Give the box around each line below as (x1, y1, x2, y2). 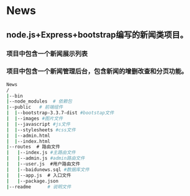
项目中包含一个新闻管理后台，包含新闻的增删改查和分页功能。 (6, 67, 188, 76)
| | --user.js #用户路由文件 (6, 161, 81, 167)
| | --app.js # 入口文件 (6, 172, 71, 178)
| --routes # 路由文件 (6, 144, 60, 150)
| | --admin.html (6, 132, 51, 139)
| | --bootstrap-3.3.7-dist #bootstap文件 (6, 110, 114, 116)
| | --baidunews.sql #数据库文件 (6, 166, 90, 173)
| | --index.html (6, 138, 51, 144)
